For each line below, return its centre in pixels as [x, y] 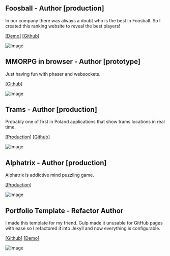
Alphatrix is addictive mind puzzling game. [50, 175]
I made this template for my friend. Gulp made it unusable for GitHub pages [84, 223]
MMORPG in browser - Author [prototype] [73, 62]
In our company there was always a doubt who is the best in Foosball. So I [83, 20]
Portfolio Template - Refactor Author [64, 211]
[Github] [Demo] [22, 238]
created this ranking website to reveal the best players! [63, 26]
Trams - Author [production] [51, 109]
